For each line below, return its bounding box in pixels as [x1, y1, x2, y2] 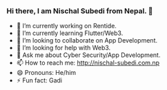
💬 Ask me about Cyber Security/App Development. [16, 51, 161, 59]
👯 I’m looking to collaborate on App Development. [16, 36, 158, 45]
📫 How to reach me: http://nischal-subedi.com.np [16, 58, 160, 67]
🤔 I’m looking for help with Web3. [16, 44, 111, 52]
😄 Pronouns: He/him [16, 69, 77, 77]
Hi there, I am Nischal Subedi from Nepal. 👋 [6, 6, 153, 16]
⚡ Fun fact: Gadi [16, 76, 63, 85]
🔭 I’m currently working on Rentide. [16, 22, 117, 30]
